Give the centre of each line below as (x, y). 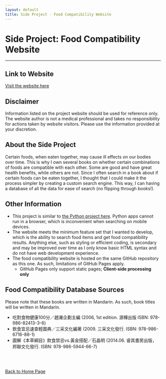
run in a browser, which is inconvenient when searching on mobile (80, 221)
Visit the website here (27, 86)
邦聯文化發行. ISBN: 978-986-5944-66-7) (55, 346)
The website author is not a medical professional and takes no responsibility (83, 119)
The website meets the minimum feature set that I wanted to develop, (83, 232)
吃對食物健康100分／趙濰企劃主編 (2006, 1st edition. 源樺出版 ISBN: (81, 317)
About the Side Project (41, 145)
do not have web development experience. (56, 253)
